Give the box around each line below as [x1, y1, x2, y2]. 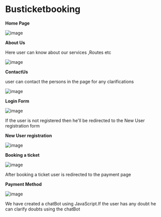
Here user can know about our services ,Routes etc [5, 49, 111, 55]
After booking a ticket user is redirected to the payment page [5, 171, 131, 177]
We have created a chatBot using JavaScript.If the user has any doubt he [5, 200, 156, 206]
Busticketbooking [5, 4, 81, 15]
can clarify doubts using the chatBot [5, 206, 80, 212]
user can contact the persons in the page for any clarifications [5, 78, 134, 84]
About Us [5, 39, 26, 46]
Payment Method [5, 181, 42, 187]
